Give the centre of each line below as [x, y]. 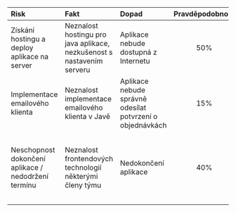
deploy [22, 48]
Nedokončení [142, 163]
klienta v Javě [87, 117]
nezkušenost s [88, 52]
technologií [83, 167]
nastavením [84, 61]
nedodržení [30, 176]
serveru [77, 70]
